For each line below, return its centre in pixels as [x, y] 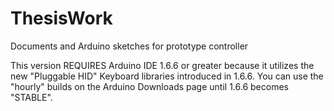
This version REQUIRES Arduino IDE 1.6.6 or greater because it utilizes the [162, 65]
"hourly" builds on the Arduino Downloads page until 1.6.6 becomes [149, 86]
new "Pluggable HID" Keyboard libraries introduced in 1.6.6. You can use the [167, 76]
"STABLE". [31, 97]
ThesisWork [61, 18]
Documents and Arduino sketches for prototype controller [129, 46]
